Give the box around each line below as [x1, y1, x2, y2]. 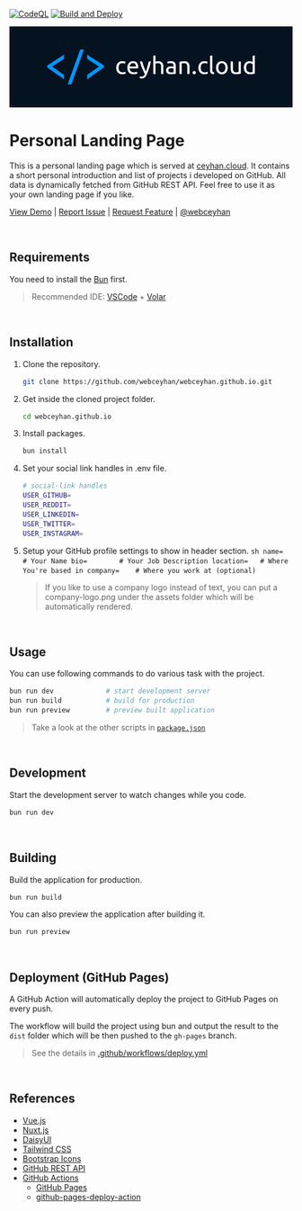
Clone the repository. [22, 358, 101, 369]
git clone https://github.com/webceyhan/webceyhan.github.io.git [22, 377, 272, 386]
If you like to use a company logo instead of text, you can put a [44, 581, 279, 593]
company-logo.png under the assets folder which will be [44, 591, 254, 602]
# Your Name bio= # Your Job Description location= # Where [22, 556, 289, 566]
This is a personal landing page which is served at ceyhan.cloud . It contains [9, 160, 290, 171]
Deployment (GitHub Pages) [9, 970, 170, 985]
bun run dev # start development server [9, 686, 211, 696]
